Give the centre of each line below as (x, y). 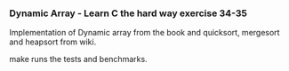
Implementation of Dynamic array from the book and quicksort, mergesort (144, 33)
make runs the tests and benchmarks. (79, 59)
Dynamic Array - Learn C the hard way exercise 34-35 (128, 13)
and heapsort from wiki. (53, 42)
